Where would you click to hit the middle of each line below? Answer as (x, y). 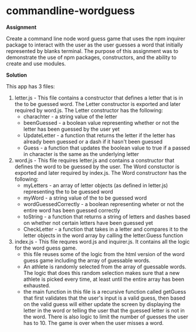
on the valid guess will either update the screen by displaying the (102, 304)
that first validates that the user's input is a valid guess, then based (104, 298)
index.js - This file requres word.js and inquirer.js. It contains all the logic (102, 241)
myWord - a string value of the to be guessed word (85, 198)
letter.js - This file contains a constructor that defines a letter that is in (99, 98)
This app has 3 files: (31, 86)
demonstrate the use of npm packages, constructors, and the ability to (92, 57)
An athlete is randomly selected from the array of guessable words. (105, 267)
